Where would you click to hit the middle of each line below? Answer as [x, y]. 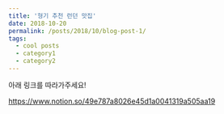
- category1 [36, 53]
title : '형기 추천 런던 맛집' [53, 16]
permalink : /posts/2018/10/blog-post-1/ [78, 31]
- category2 [36, 61]
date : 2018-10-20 [38, 23]
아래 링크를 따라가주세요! [47, 85]
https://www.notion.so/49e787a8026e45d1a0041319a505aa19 [112, 101]
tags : [17, 38]
